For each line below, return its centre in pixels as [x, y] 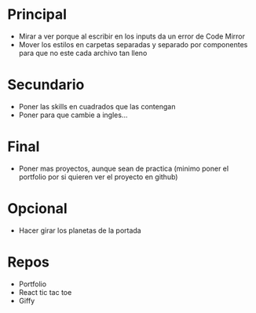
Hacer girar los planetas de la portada [80, 230]
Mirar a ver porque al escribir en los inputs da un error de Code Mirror [132, 36]
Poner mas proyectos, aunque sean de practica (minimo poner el [124, 168]
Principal [37, 15]
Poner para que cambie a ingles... [73, 115]
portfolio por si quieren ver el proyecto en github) [98, 177]
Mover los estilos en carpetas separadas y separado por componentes [133, 44]
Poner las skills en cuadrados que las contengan [97, 106]
